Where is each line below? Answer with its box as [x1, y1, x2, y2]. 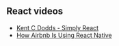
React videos [6, 5, 64, 17]
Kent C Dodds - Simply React [16, 23, 99, 32]
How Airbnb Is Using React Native [16, 31, 112, 39]
